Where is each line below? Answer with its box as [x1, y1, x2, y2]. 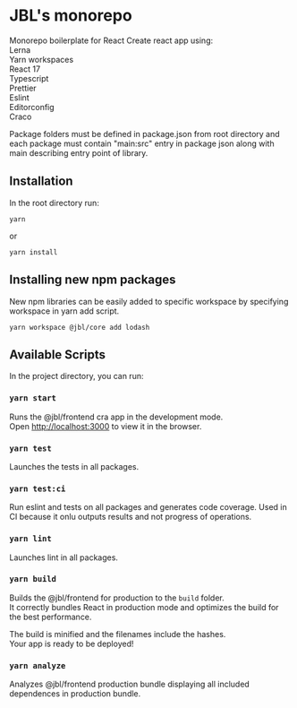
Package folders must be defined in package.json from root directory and [9, 128, 280, 139]
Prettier [9, 82, 38, 93]
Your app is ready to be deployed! [9, 638, 134, 649]
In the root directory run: [9, 197, 100, 208]
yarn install [9, 247, 58, 256]
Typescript [9, 73, 49, 83]
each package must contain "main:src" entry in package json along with [9, 138, 275, 149]
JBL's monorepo [9, 5, 132, 26]
